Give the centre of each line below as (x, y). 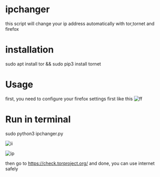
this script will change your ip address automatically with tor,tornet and (80, 24)
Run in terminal (38, 119)
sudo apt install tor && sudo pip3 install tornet (53, 64)
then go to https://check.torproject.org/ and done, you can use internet (80, 163)
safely (12, 169)
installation (30, 50)
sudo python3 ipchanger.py (34, 134)
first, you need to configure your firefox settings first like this (69, 99)
